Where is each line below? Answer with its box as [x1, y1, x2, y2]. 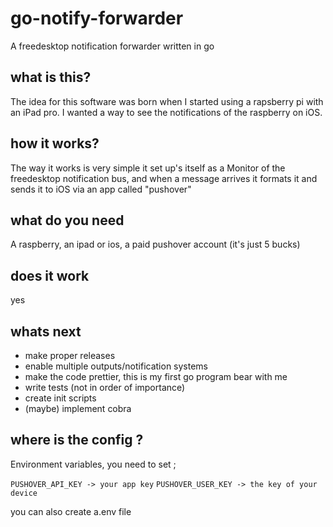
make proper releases [24, 350, 116, 361]
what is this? [10, 69, 92, 86]
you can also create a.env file [10, 505, 132, 517]
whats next [10, 323, 82, 340]
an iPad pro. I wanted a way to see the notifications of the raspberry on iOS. [10, 106, 323, 118]
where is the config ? [10, 432, 144, 449]
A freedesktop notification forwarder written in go [10, 40, 215, 52]
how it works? [10, 135, 100, 152]
